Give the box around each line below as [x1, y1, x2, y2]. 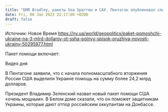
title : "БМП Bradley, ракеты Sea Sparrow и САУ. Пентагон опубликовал [5, 7, 155, 13]
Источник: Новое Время [5, 31, 57, 37]
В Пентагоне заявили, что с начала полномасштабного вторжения [5, 70, 147, 76]
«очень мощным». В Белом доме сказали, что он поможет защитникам [5, 96, 158, 102]
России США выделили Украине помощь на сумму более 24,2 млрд [5, 76, 151, 82]
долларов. [5, 81, 27, 87]
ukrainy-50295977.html [5, 41, 53, 47]
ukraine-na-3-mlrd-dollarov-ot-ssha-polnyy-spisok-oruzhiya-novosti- [5, 36, 149, 42]
